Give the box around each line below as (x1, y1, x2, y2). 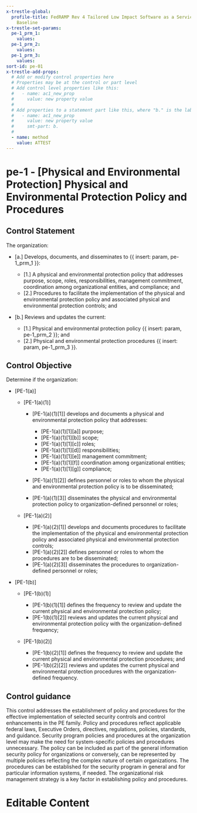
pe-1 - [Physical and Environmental (6, 165, 181, 178)
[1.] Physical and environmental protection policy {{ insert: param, (23, 325, 182, 332)
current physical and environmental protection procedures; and (32, 655, 185, 662)
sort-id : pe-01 (6, 63, 43, 69)
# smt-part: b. (11, 124, 59, 129)
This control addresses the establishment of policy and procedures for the (6, 707, 186, 714)
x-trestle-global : (6, 8, 51, 15)
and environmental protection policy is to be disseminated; (32, 483, 174, 490)
